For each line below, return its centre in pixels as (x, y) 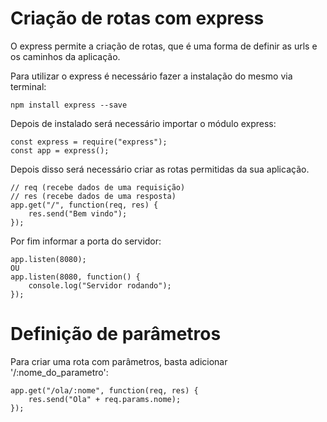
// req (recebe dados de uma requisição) (98, 187)
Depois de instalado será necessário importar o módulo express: (143, 123)
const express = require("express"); (89, 142)
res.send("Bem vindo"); (78, 213)
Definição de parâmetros (116, 334)
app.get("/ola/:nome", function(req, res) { (104, 390)
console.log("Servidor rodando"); (100, 285)
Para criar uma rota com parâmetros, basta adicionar (119, 361)
